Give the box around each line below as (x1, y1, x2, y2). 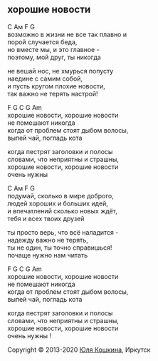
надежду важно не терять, (7, 235, 89, 244)
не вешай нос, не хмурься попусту (7, 66, 114, 75)
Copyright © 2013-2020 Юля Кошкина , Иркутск (7, 345, 151, 354)
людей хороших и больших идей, (7, 199, 108, 208)
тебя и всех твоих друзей (7, 214, 85, 223)
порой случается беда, (7, 37, 78, 46)
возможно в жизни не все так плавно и (7, 30, 127, 39)
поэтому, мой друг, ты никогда (7, 53, 101, 61)
